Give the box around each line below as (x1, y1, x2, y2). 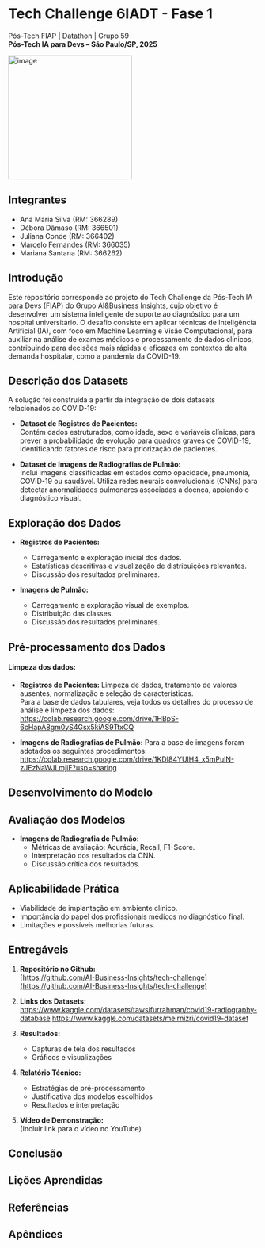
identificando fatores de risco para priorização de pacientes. (19, 444, 218, 454)
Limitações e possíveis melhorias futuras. (19, 920, 156, 929)
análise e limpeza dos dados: (19, 705, 115, 715)
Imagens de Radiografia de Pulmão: (19, 834, 140, 843)
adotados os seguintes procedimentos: (19, 746, 148, 755)
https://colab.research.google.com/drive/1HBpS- (19, 713, 180, 723)
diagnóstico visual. (19, 493, 81, 503)
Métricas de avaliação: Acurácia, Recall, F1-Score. (31, 842, 195, 851)
